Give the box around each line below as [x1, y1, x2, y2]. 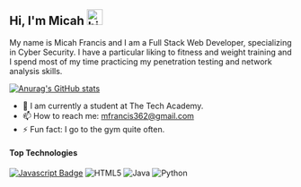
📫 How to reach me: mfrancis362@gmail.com [22, 110, 195, 121]
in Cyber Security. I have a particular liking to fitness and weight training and [9, 47, 292, 57]
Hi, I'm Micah [9, 13, 84, 29]
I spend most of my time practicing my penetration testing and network [9, 55, 272, 67]
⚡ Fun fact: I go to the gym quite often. [22, 123, 165, 134]
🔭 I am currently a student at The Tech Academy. [22, 100, 204, 111]
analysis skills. [9, 65, 63, 76]
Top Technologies [9, 148, 78, 158]
